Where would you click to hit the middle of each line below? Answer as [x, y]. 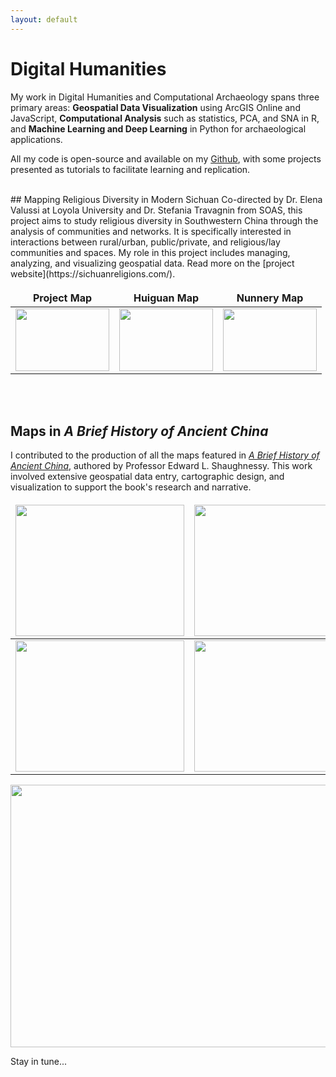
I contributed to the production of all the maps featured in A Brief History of [165, 455]
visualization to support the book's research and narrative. [131, 487]
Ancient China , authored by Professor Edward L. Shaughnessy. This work [161, 466]
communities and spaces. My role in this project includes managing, [150, 252]
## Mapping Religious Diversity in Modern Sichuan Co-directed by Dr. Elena [166, 199]
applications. [36, 139]
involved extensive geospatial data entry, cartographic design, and [147, 477]
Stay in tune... [39, 1062]
